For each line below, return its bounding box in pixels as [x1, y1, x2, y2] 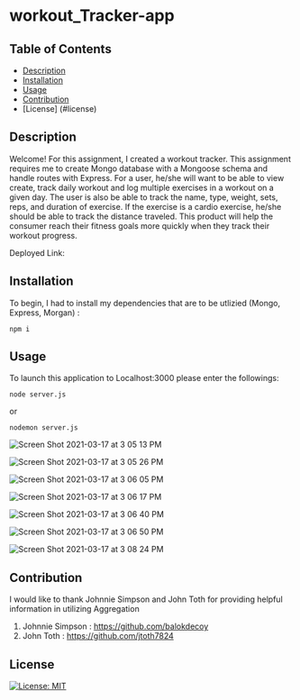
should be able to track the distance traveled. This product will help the [9, 211, 273, 222]
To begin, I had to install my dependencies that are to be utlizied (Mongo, [9, 297, 281, 308]
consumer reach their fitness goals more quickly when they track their [9, 220, 270, 231]
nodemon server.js [9, 423, 78, 432]
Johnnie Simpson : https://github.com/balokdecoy [22, 621, 209, 632]
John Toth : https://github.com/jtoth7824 [22, 631, 174, 641]
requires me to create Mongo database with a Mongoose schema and [9, 163, 268, 174]
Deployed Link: [9, 247, 65, 258]
